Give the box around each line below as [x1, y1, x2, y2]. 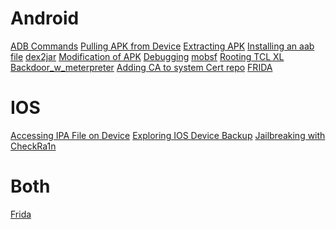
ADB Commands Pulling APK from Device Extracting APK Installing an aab [10, 40, 315, 52]
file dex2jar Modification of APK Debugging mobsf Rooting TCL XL [10, 50, 285, 62]
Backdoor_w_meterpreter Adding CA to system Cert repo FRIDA [10, 61, 273, 73]
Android [10, 7, 80, 30]
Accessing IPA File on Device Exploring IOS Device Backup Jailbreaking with [10, 129, 326, 141]
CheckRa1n [10, 140, 57, 152]
